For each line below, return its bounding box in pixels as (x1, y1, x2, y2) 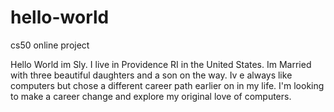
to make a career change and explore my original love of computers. (10, 90, 292, 102)
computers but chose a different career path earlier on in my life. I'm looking (10, 79, 325, 91)
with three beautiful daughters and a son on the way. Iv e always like (10, 69, 293, 81)
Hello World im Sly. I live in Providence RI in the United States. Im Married (10, 58, 312, 70)
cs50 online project (10, 39, 90, 51)
